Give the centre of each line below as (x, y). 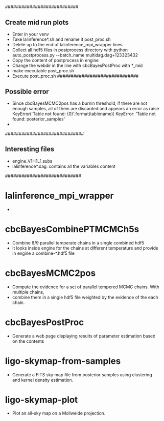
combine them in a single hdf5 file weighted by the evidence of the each (85, 297)
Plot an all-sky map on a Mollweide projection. (59, 413)
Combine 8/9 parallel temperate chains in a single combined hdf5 (78, 242)
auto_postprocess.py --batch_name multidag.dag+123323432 (75, 55)
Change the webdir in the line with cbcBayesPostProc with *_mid (77, 65)
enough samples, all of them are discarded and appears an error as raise (85, 109)
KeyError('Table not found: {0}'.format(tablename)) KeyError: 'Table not (84, 114)
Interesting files (30, 149)
